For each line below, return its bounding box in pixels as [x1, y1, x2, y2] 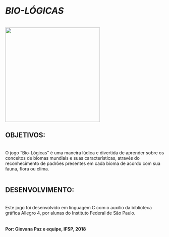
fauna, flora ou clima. [5, 165, 49, 171]
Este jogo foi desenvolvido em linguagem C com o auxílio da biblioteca [5, 204, 152, 210]
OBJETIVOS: [5, 131, 45, 140]
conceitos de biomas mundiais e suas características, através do [5, 155, 140, 161]
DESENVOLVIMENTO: [5, 186, 75, 194]
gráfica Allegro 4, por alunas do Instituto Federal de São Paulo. [5, 210, 136, 216]
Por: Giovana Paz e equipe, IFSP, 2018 [5, 226, 86, 232]
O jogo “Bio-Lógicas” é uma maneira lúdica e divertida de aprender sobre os [5, 149, 164, 156]
